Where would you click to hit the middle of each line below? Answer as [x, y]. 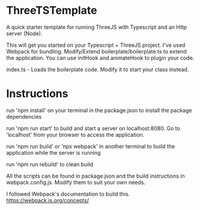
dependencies [24, 116]
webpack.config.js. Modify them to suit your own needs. [76, 182]
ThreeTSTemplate [52, 10]
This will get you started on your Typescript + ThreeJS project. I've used [96, 45]
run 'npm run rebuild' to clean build [50, 164]
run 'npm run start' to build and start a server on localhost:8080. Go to [93, 128]
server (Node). [24, 33]
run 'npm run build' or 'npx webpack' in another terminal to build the [91, 146]
